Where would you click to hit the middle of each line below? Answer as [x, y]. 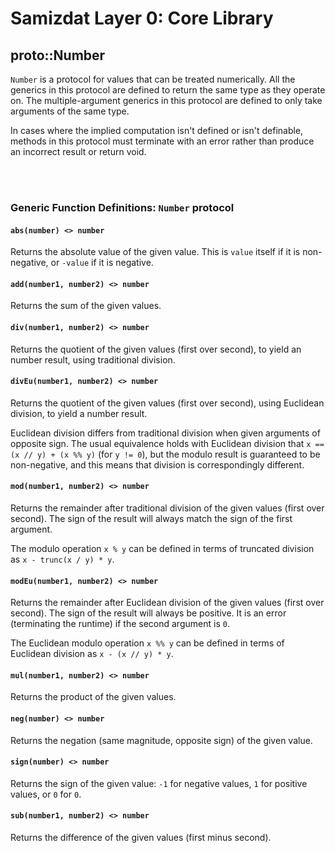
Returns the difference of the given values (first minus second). [141, 837]
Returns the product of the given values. [93, 697]
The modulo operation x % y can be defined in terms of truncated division [162, 548]
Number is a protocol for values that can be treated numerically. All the [153, 79]
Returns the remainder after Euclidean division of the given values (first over [167, 603]
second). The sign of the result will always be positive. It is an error [148, 613]
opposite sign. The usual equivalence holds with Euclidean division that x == [167, 443]
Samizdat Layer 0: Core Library [142, 18]
